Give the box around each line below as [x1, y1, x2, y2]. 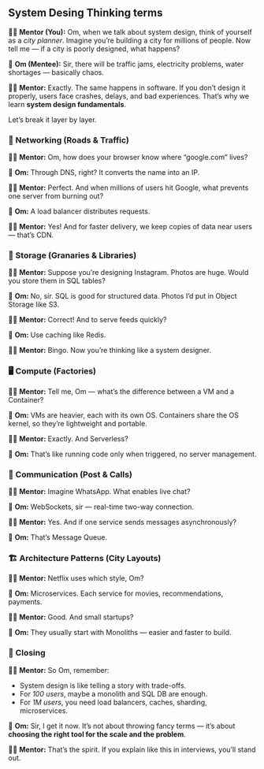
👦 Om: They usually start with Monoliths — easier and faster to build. [8, 628, 232, 637]
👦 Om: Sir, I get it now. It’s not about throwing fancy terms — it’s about [8, 721, 236, 730]
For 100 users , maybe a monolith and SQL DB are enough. [19, 689, 208, 698]
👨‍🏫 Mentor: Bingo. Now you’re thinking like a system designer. [8, 346, 211, 355]
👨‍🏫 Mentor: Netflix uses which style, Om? [8, 574, 144, 583]
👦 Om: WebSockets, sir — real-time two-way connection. [8, 502, 195, 511]
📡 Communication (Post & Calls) [8, 469, 132, 480]
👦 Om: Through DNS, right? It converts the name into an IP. [8, 168, 200, 177]
